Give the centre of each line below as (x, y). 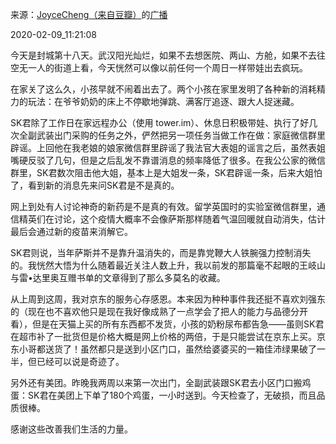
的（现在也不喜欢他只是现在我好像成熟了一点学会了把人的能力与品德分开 (159, 311)
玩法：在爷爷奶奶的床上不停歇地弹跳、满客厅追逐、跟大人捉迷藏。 (163, 101)
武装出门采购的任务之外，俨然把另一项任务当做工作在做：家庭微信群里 (181, 135)
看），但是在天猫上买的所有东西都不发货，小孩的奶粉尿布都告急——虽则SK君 (167, 324)
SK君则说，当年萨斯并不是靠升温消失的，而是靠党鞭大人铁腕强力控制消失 (161, 252)
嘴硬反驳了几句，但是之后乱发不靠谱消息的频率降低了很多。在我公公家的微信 (168, 160)
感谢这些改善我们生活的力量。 (71, 429)
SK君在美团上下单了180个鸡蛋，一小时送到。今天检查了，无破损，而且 (172, 395)
